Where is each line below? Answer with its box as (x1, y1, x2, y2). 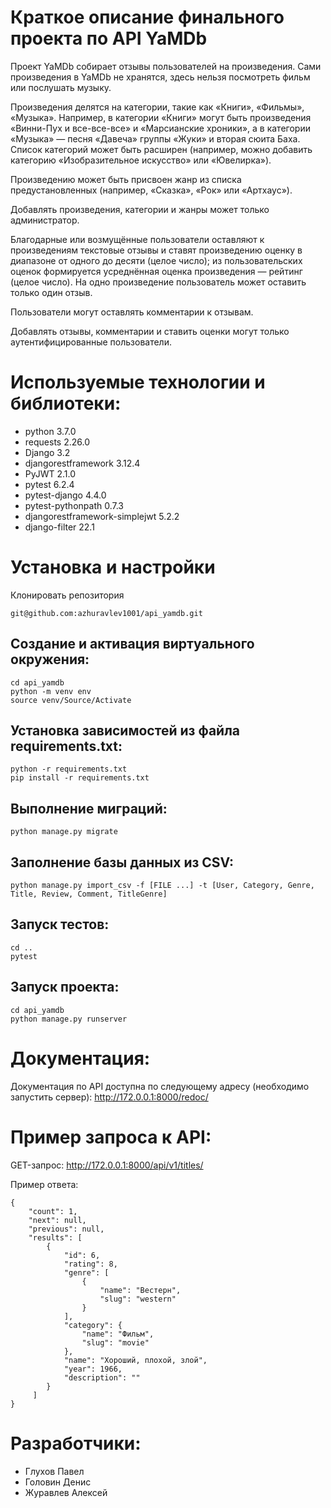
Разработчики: (10, 1432, 142, 1455)
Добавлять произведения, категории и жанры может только (10, 203, 270, 215)
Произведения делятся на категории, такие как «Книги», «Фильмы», (10, 101, 305, 113)
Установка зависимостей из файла (10, 722, 241, 740)
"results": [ (28, 1232, 83, 1243)
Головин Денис (24, 1476, 92, 1488)
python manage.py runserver (10, 1014, 128, 1024)
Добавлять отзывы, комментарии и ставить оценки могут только (10, 325, 290, 337)
